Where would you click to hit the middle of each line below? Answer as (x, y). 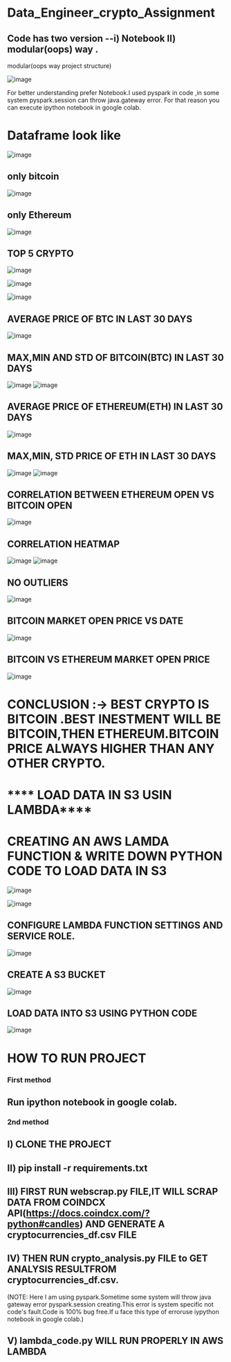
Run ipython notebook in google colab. (92, 1102)
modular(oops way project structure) (59, 66)
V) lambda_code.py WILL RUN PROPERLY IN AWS (115, 1341)
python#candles (44, 1224)
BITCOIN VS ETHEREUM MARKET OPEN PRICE (109, 659)
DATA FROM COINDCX (56, 1203)
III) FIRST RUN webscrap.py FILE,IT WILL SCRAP (113, 1192)
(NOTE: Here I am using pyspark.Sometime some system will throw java (109, 1297)
